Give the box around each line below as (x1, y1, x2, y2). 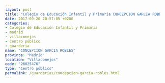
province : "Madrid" (5, 52, 45, 58)
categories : (5, 21, 29, 26)
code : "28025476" (5, 62, 41, 66)
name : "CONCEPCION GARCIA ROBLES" (5, 48, 76, 53)
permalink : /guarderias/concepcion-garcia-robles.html (5, 71, 120, 76)
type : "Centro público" (5, 66, 54, 71)
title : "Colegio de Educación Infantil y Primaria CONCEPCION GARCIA (5, 12, 151, 17)
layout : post (5, 7, 32, 12)
